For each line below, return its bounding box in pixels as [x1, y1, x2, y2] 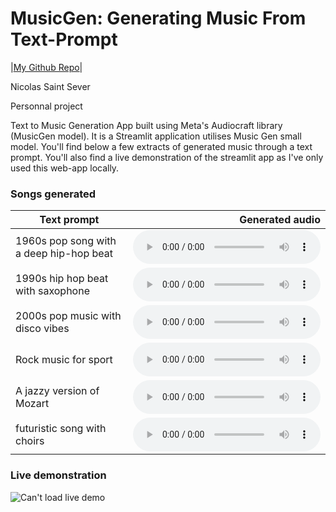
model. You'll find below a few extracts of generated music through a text [10, 140, 313, 152]
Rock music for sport [15, 353, 113, 367]
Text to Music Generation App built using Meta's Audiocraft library [10, 119, 283, 131]
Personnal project [10, 100, 83, 112]
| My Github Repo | [10, 61, 83, 73]
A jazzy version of [15, 384, 100, 398]
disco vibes [15, 322, 70, 336]
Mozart [15, 397, 50, 411]
